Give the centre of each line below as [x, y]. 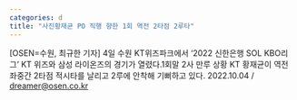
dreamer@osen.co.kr [49, 86]
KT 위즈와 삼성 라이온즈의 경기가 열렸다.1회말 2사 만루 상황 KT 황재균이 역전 [155, 64]
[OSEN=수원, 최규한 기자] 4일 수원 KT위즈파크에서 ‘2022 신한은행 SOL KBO [145, 53]
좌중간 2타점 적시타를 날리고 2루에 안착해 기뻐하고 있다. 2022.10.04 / [132, 75]
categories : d [36, 18]
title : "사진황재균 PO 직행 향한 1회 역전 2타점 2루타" [102, 26]
